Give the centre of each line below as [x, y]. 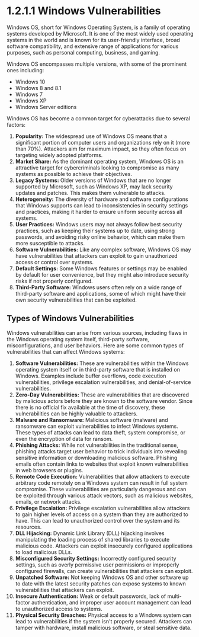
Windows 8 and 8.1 [38, 88]
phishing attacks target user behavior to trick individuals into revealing [101, 451]
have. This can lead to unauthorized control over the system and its [97, 520]
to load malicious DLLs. [44, 552]
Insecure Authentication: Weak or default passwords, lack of [91, 596]
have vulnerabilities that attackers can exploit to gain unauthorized [96, 255]
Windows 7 [29, 94]
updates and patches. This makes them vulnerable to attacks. [90, 193]
